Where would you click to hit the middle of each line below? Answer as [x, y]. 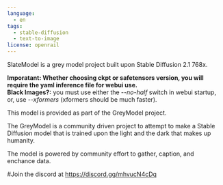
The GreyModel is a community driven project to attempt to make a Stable [111, 126]
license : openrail [33, 45]
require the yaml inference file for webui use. [73, 85]
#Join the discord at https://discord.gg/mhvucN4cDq [82, 174]
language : [21, 13]
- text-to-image [36, 39]
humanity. [21, 140]
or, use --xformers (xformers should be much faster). [82, 99]
